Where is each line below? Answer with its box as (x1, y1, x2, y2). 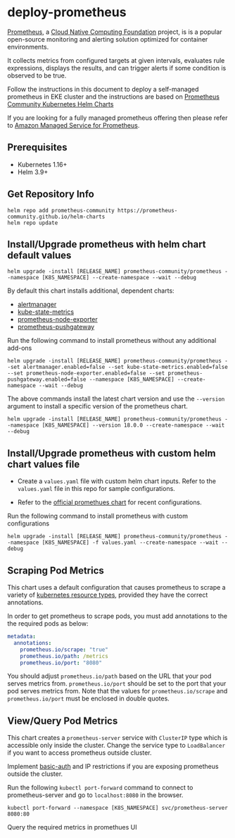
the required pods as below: (7, 619, 89, 628)
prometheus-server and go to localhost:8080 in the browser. (7, 791, 184, 799)
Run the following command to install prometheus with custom (7, 512, 189, 521)
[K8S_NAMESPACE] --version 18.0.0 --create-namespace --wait (42, 422, 225, 429)
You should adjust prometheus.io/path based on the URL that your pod (7, 672, 212, 681)
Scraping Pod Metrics (7, 564, 104, 576)
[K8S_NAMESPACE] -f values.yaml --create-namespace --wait (42, 539, 219, 547)
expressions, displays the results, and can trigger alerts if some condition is (7, 63, 227, 72)
